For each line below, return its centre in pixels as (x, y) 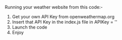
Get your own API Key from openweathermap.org (63, 17)
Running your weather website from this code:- (54, 7)
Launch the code (29, 27)
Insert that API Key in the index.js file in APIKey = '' (65, 22)
